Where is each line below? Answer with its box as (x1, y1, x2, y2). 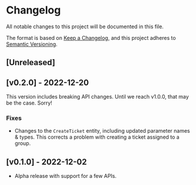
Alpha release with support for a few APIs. (14, 173, 117, 180)
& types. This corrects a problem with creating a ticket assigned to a (14, 133, 180, 141)
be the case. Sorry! (6, 99, 53, 106)
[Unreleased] (6, 58, 56, 68)
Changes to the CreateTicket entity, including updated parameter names (14, 127, 190, 134)
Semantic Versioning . (6, 41, 58, 48)
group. (14, 140, 31, 147)
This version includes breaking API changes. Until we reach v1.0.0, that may (6, 93, 189, 100)
